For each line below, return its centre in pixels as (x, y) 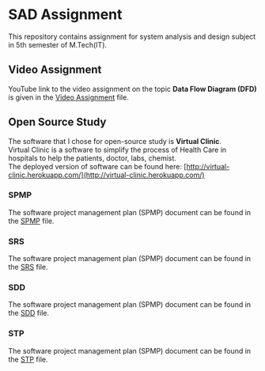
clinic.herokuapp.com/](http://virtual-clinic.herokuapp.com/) (106, 175)
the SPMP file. (31, 221)
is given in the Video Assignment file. (68, 97)
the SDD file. (29, 313)
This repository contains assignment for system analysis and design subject (132, 36)
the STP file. (28, 359)
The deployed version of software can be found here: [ (97, 166)
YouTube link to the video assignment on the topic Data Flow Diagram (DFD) (132, 89)
